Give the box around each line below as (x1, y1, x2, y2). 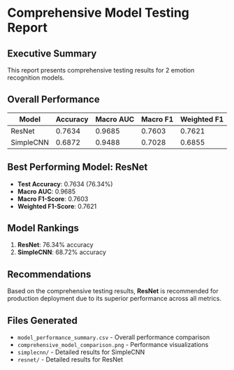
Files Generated (7, 314, 78, 326)
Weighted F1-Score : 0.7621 (17, 202, 97, 210)
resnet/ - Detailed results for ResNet (17, 355, 124, 364)
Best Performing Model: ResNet (7, 161, 148, 173)
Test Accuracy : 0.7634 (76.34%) (17, 179, 113, 188)
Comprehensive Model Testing (7, 5, 190, 21)
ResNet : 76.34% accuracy (17, 241, 94, 249)
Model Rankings (7, 222, 79, 235)
